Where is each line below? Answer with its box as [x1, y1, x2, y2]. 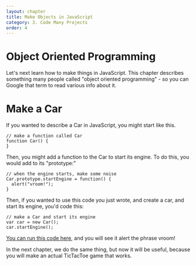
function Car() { [6, 138, 49, 144]
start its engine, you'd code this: [6, 203, 84, 210]
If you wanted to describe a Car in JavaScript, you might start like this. [6, 122, 176, 129]
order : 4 [6, 25, 28, 31]
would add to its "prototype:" [6, 160, 76, 167]
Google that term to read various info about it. [6, 82, 117, 89]
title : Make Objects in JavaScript [6, 14, 93, 20]
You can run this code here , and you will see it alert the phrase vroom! [6, 235, 176, 242]
